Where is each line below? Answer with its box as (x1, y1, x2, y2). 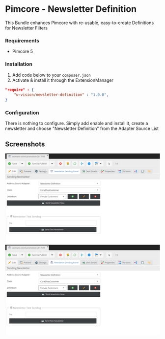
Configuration (5, 109, 39, 116)
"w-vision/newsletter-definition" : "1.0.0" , (14, 92, 109, 97)
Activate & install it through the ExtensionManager (12, 77, 114, 83)
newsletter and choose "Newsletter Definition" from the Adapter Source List (5, 125, 159, 131)
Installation (5, 61, 33, 67)
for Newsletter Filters (5, 25, 48, 31)
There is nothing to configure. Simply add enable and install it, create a (5, 121, 148, 126)
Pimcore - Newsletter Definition (5, 3, 137, 15)
